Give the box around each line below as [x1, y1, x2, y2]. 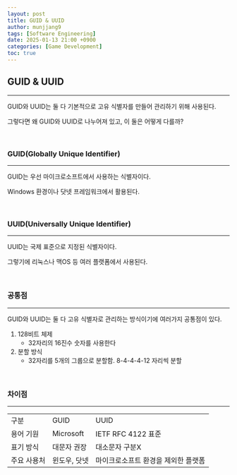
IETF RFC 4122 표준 [95, 428, 162, 438]
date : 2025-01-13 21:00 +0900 [7, 37, 97, 44]
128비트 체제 [17, 330, 53, 338]
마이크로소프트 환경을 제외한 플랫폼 [95, 455, 206, 465]
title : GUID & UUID [7, 17, 65, 24]
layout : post [7, 10, 46, 18]
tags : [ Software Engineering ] [7, 30, 97, 37]
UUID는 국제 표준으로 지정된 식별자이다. [7, 243, 117, 251]
